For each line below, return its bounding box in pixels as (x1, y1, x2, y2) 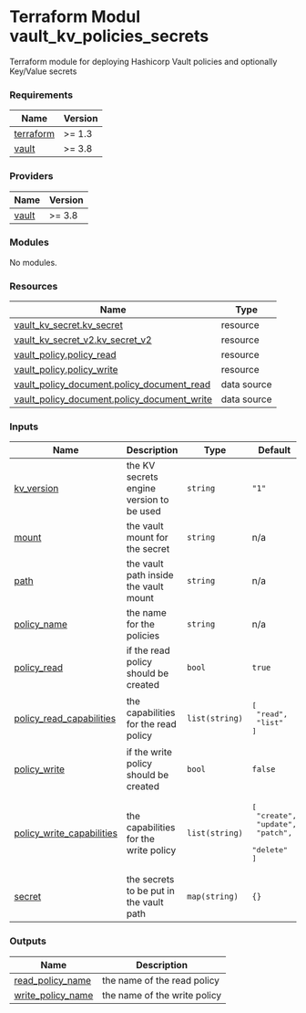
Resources (9, 280, 58, 292)
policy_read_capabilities (14, 712, 117, 725)
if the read (126, 644, 170, 657)
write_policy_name (14, 988, 94, 1001)
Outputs (9, 934, 47, 947)
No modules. (9, 257, 57, 268)
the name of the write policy (101, 988, 222, 1001)
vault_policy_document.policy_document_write (14, 393, 212, 406)
